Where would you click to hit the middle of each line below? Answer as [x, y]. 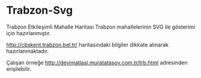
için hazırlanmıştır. [28, 33]
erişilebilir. [19, 68]
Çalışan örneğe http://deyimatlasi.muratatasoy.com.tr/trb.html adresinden [97, 63]
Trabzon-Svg [40, 10]
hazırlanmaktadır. [28, 51]
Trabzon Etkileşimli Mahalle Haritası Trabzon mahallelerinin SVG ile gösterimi [101, 27]
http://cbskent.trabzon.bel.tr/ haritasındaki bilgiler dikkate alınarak [88, 45]
